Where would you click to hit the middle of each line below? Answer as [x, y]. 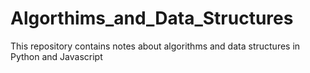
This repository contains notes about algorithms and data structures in [155, 46]
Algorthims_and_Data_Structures [152, 18]
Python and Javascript [56, 56]
